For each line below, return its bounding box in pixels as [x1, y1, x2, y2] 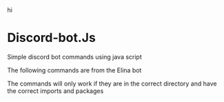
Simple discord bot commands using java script [7, 52, 143, 61]
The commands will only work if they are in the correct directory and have [7, 79, 217, 88]
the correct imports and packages [7, 86, 104, 95]
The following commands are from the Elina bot [7, 65, 142, 74]
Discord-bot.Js [7, 30, 96, 45]
